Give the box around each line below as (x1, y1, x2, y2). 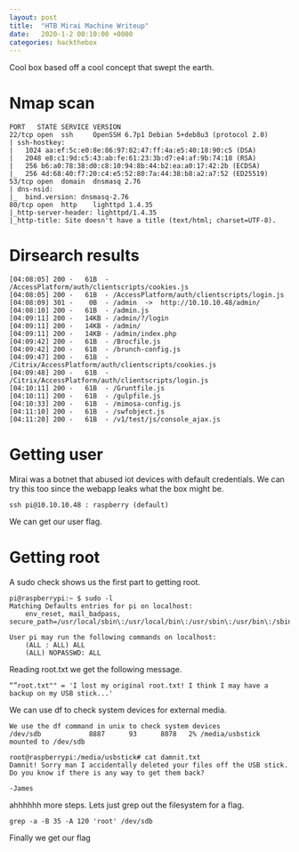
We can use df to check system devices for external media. (9, 704, 227, 715)
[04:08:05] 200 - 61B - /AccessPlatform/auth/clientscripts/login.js (9, 291, 285, 300)
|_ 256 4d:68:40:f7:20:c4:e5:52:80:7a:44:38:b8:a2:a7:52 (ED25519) (9, 170, 269, 179)
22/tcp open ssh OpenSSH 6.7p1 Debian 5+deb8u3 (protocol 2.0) (9, 131, 269, 140)
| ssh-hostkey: (9, 139, 66, 148)
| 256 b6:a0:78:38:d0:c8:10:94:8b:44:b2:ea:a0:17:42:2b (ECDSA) (9, 162, 261, 171)
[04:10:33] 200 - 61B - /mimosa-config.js (9, 399, 181, 409)
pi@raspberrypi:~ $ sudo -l (9, 594, 114, 603)
